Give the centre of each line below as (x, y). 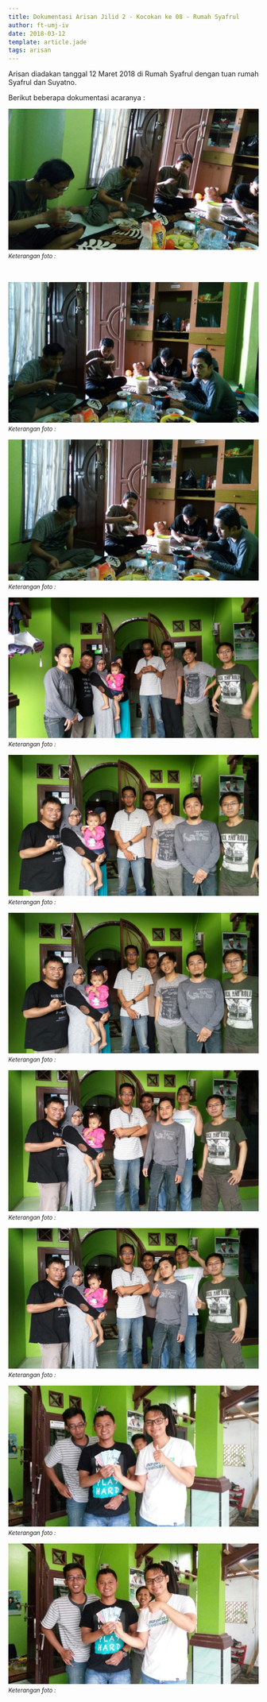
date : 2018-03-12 (37, 33)
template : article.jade (48, 42)
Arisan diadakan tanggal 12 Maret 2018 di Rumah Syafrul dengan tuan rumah (133, 74)
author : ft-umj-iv (39, 25)
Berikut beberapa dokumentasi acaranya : (77, 98)
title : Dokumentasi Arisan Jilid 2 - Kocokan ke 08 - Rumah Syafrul (124, 17)
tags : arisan (30, 50)
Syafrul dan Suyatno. (43, 83)
